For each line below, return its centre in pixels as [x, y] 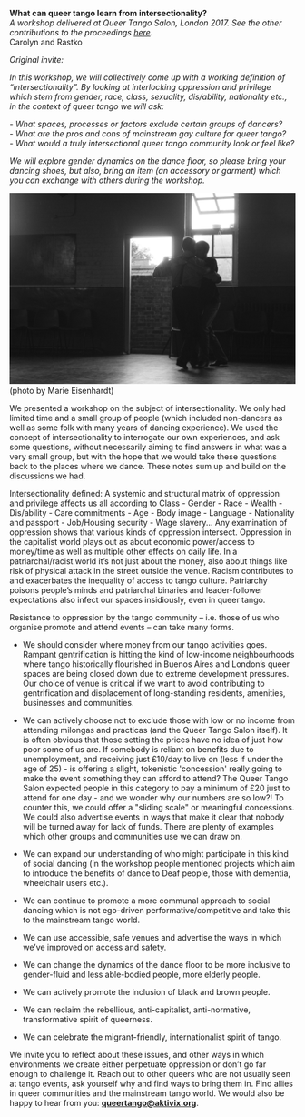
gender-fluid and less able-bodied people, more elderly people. [141, 974]
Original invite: [36, 60]
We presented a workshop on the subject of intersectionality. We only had [148, 408]
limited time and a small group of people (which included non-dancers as [146, 418]
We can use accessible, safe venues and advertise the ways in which [152, 937]
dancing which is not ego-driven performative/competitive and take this [157, 910]
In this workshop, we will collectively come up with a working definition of [148, 77]
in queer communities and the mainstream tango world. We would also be [147, 1093]
